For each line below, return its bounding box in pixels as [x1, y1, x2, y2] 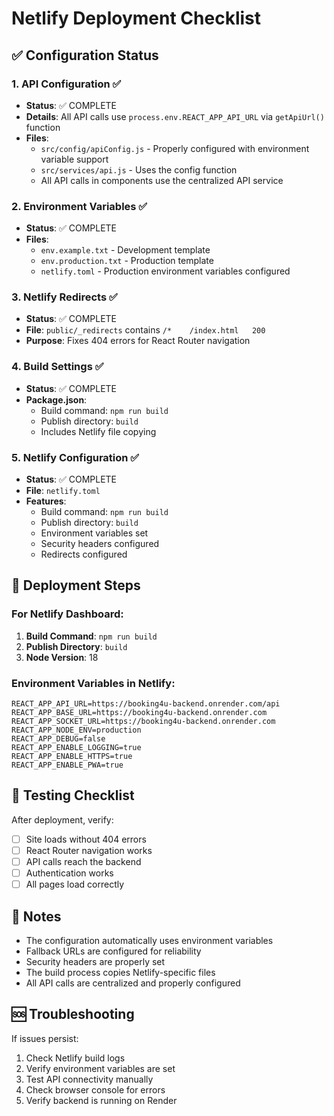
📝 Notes [11, 908, 62, 925]
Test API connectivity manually [25, 1073, 154, 1085]
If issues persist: [11, 1032, 79, 1044]
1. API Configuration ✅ [11, 77, 122, 91]
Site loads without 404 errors [25, 833, 147, 845]
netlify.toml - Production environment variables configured [40, 265, 291, 277]
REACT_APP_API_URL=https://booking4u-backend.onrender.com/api [11, 699, 281, 709]
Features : [25, 495, 67, 507]
